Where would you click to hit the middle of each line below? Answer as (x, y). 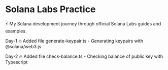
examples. (16, 31)
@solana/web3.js (23, 46)
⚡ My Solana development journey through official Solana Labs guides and (83, 23)
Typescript (16, 62)
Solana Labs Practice (51, 9)
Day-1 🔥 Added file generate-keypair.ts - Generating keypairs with (74, 41)
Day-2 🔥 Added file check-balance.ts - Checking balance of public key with (84, 56)
